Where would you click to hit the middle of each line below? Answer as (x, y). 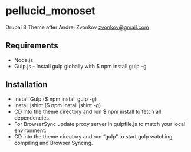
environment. (30, 130)
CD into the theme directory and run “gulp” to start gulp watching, (94, 136)
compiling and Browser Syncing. (53, 143)
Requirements (32, 46)
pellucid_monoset (50, 11)
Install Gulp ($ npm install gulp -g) (55, 99)
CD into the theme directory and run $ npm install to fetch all (88, 111)
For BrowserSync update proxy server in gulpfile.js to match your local (100, 124)
